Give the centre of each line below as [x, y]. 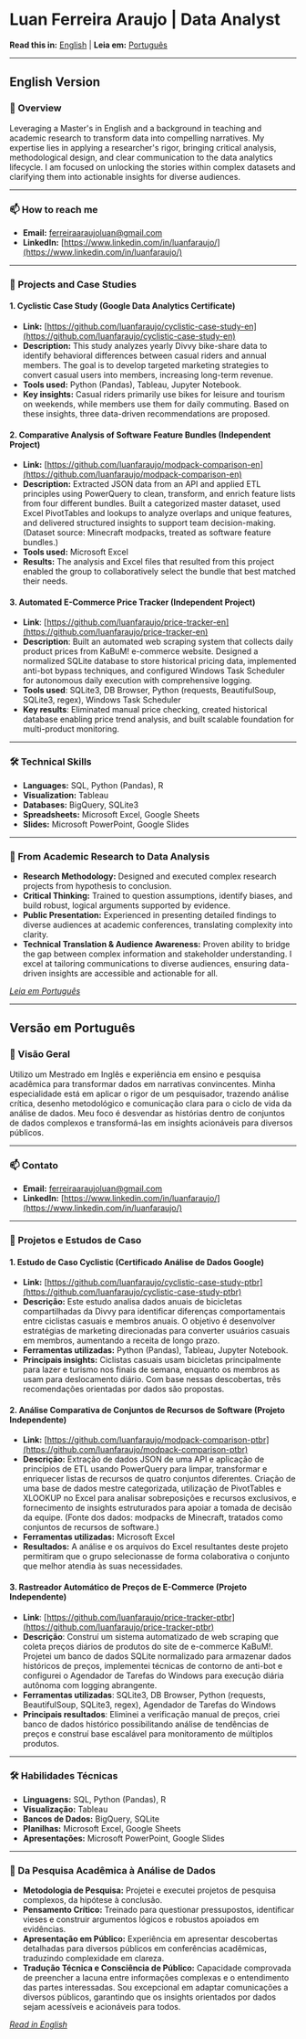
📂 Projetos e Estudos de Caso [76, 1240]
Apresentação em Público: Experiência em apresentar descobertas [150, 1939]
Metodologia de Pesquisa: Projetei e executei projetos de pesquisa [149, 1890]
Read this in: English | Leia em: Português [89, 45]
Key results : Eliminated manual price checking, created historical [145, 710]
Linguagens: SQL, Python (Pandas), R [94, 1799]
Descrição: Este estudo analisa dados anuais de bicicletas [133, 1302]
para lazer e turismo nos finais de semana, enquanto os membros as [151, 1369]
